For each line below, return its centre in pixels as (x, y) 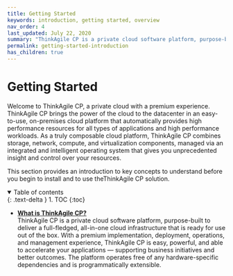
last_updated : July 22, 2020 (49, 33)
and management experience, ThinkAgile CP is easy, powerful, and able (120, 242)
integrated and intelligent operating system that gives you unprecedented (112, 150)
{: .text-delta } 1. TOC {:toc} (46, 200)
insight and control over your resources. (64, 158)
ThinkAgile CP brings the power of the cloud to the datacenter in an (104, 113)
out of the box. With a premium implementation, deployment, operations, (121, 235)
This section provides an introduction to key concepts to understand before (115, 171)
